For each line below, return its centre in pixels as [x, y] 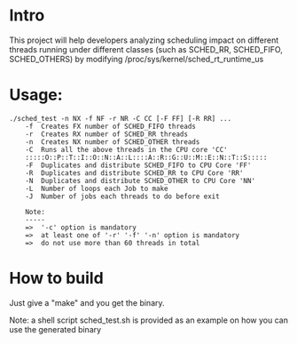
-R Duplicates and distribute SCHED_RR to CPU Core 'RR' [134, 173]
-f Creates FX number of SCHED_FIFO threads [111, 126]
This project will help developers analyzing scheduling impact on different [144, 40]
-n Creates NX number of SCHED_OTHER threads [113, 142]
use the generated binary [55, 329]
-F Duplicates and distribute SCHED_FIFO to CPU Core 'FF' [138, 165]
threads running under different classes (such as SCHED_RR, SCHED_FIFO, [146, 49]
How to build [56, 279]
